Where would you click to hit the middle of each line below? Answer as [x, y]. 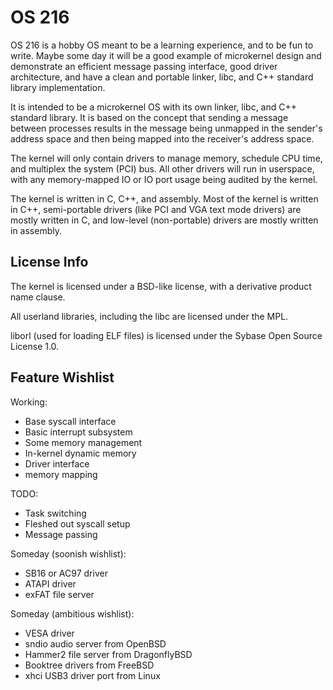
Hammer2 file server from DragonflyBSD [108, 654]
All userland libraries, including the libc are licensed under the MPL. [149, 316]
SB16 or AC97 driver [66, 573]
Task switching [55, 513]
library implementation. [58, 87]
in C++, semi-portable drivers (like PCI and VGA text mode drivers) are [156, 209]
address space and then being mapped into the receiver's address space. [162, 138]
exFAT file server [59, 594]
